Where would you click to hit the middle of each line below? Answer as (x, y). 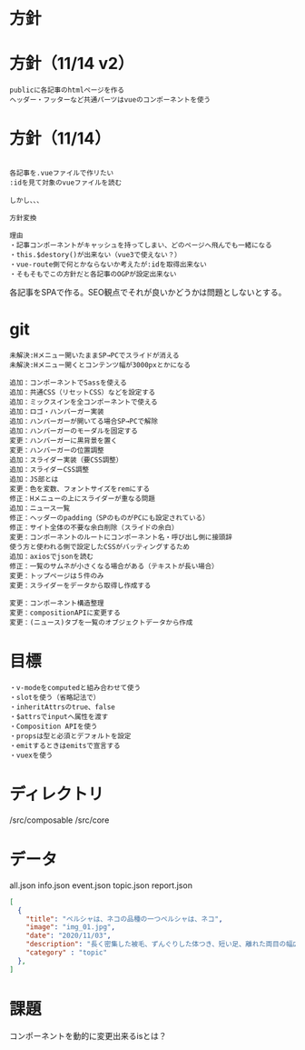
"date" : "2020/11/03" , (69, 936)
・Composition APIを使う (54, 726)
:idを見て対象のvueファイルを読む (66, 183)
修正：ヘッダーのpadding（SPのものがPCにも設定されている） (109, 518)
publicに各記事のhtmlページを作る (67, 90)
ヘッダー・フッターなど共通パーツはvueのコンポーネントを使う (110, 100)
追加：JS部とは (34, 479)
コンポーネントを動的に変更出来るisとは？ (88, 1035)
